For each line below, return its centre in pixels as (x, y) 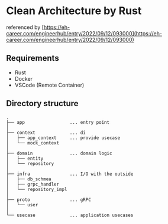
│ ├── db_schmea (29, 179)
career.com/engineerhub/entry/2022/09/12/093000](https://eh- (84, 33)
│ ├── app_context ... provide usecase (63, 138)
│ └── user (22, 205)
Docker (24, 78)
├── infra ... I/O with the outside (70, 174)
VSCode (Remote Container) (49, 85)
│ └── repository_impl (37, 189)
